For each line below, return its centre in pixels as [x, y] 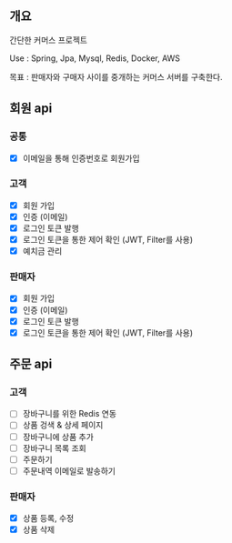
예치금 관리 [42, 251]
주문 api [31, 364]
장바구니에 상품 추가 [58, 437]
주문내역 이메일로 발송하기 [69, 470]
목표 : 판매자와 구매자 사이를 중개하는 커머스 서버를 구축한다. [116, 76]
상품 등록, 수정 [48, 518]
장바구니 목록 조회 [54, 447]
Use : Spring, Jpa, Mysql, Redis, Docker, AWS [95, 58]
